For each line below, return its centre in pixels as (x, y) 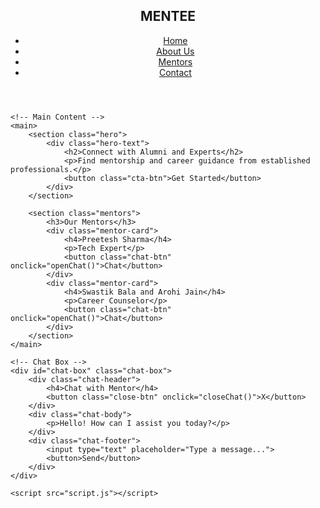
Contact (175, 72)
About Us (175, 51)
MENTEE (168, 16)
